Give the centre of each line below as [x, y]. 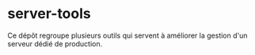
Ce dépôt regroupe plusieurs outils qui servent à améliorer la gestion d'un [127, 35]
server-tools [49, 14]
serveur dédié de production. [55, 43]
